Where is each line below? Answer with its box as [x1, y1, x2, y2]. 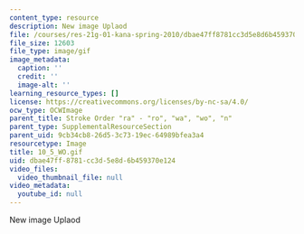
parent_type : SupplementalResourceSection [9, 123, 172, 132]
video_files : [9, 164, 59, 173]
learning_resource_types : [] [9, 89, 119, 98]
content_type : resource [9, 13, 100, 23]
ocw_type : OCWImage [9, 106, 83, 115]
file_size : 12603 [9, 38, 75, 48]
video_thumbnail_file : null [17, 173, 124, 182]
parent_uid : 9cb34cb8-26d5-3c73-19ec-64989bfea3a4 [9, 131, 204, 140]
